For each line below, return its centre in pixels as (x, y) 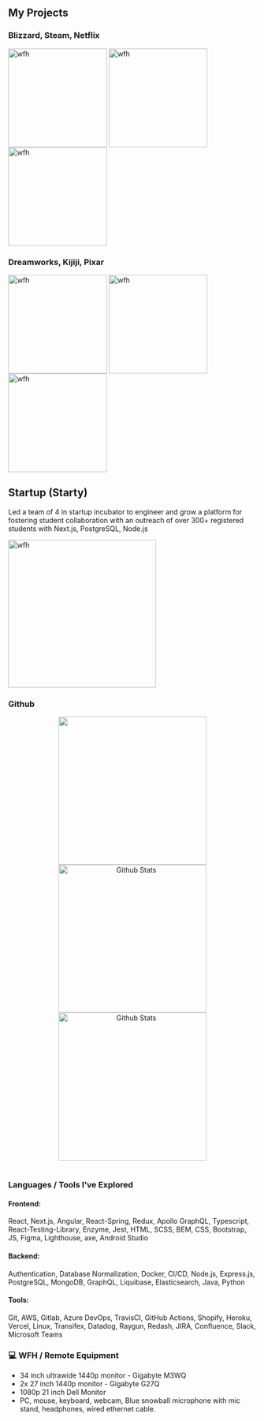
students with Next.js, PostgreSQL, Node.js (78, 529)
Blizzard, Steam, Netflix (54, 36)
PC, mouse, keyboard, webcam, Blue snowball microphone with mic (130, 1400)
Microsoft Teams (35, 1334)
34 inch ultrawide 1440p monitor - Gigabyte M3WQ (103, 1375)
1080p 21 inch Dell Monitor (63, 1393)
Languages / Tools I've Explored (71, 1185)
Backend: (24, 1256)
